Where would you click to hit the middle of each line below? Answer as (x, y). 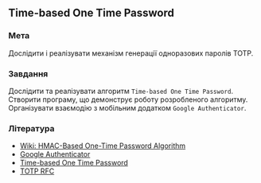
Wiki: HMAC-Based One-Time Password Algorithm (103, 146)
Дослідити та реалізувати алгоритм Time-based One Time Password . (121, 91)
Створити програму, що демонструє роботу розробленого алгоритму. (128, 99)
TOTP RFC (37, 171)
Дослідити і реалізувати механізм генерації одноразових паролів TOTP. (131, 53)
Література (31, 128)
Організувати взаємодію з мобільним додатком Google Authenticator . (127, 107)
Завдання (28, 73)
